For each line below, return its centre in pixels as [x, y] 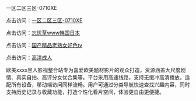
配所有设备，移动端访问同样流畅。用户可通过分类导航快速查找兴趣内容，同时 [98, 85]
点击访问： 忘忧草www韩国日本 [43, 33]
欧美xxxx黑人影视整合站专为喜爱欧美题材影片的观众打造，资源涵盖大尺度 [93, 70]
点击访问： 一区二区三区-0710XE [44, 20]
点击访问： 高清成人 [29, 58]
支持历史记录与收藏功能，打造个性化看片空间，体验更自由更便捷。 [85, 92]
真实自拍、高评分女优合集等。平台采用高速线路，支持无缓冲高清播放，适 [103, 77]
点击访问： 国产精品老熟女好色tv [44, 45]
